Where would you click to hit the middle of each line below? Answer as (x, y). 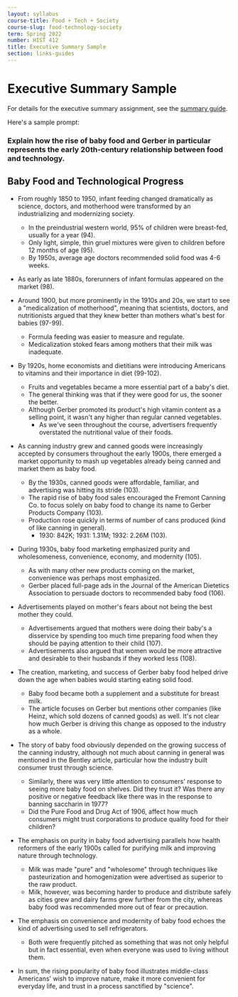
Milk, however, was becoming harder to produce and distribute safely (130, 892)
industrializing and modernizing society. (76, 213)
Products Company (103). (66, 512)
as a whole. (45, 731)
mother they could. (45, 614)
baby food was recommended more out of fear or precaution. (118, 907)
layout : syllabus (33, 14)
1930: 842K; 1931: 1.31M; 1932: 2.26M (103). (103, 535)
